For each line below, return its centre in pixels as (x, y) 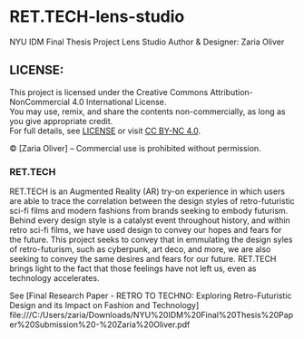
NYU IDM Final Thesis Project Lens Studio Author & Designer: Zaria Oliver (147, 42)
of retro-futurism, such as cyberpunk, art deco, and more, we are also (140, 249)
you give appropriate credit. (61, 121)
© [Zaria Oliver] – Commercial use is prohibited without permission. (135, 148)
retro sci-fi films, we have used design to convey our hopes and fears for (146, 230)
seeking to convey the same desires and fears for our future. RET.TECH (143, 259)
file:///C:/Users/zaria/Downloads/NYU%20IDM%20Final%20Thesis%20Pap (151, 315)
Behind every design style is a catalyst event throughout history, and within (150, 220)
